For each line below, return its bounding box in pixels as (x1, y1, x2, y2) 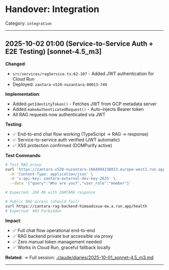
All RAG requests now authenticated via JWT (12, 111, 106, 117)
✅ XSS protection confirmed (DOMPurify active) (12, 142, 112, 148)
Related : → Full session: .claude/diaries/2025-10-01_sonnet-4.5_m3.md (5, 254, 154, 260)
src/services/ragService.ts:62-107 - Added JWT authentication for (12, 71, 154, 77)
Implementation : (5, 91, 41, 97)
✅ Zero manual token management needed (12, 238, 102, 245)
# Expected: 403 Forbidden (5, 208, 62, 214)
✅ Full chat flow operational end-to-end (12, 227, 95, 233)
